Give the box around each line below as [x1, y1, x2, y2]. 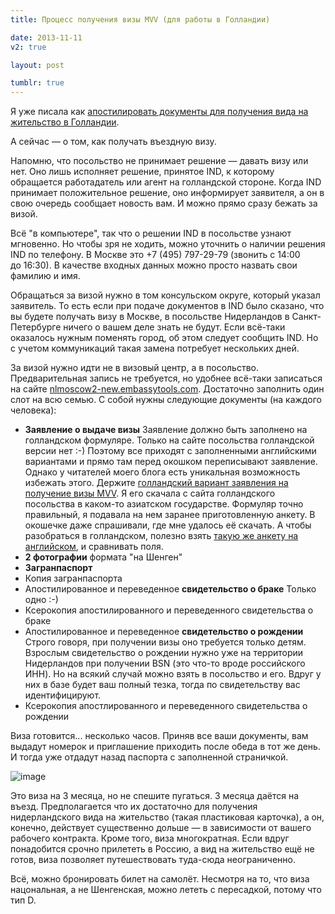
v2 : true [10, 42, 47, 52]
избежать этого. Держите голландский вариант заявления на [24, 477, 289, 489]
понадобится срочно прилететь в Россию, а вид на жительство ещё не [10, 843, 315, 855]
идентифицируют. [24, 689, 102, 701]
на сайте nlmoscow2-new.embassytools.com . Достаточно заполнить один [10, 383, 325, 395]
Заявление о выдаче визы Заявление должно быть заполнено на [24, 424, 308, 436]
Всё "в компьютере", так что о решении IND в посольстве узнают [10, 227, 292, 240]
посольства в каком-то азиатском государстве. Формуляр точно [24, 498, 304, 510]
